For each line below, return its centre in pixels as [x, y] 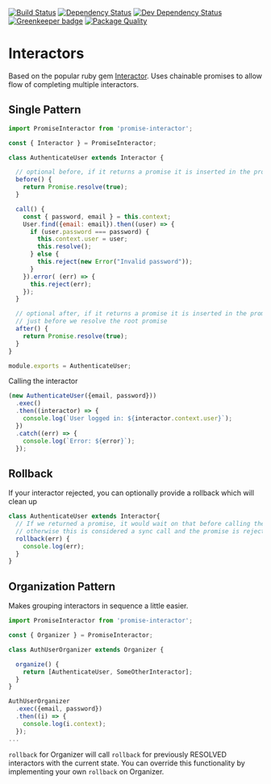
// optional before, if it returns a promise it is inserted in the [133, 172]
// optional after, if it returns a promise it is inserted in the [131, 314]
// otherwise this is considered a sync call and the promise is [128, 531]
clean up [23, 502]
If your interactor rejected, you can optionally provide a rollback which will [131, 493]
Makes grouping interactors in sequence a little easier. [98, 606]
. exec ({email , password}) [59, 709]
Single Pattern [45, 110]
